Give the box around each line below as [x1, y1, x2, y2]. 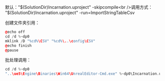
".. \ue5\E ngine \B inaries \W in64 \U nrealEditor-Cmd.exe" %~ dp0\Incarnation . [5, 71, 160, 77]
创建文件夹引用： [5, 20, 40, 25]
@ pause [5, 48, 19, 53]
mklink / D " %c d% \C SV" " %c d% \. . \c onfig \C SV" [5, 39, 96, 43]
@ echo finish [5, 43, 32, 48]
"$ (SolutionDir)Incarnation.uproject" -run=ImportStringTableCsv [5, 10, 135, 16]
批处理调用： [5, 57, 31, 63]
